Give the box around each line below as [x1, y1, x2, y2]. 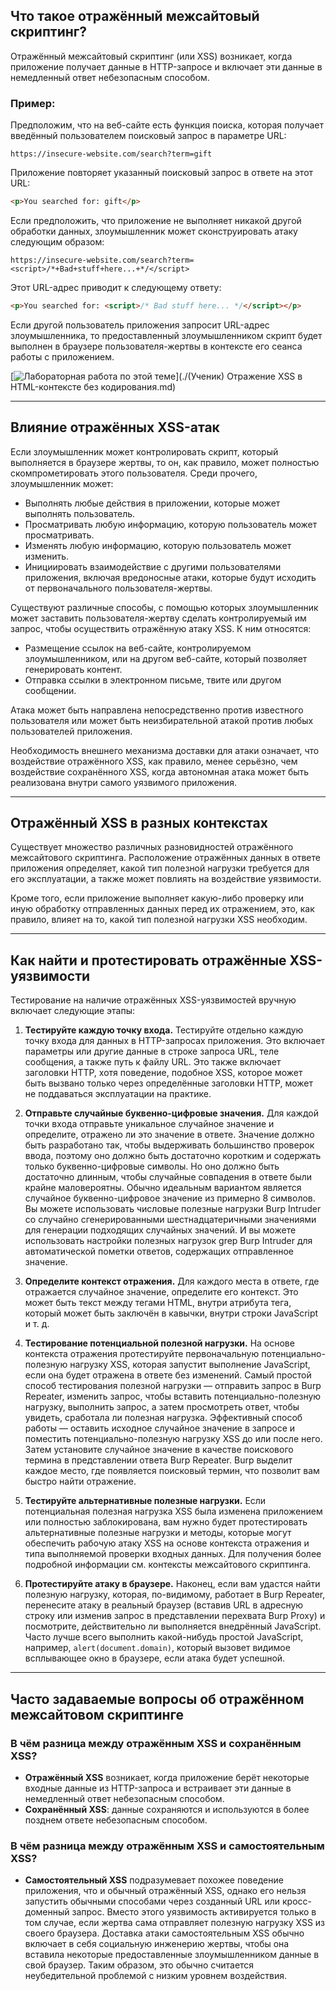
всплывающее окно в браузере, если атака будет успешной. [24, 1652, 286, 1664]
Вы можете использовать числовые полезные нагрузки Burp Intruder [24, 1203, 322, 1215]
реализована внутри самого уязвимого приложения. [10, 776, 237, 788]
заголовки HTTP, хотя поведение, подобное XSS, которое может [24, 1067, 303, 1079]
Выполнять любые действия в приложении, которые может [24, 497, 281, 509]
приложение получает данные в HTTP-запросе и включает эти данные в [10, 60, 323, 73]
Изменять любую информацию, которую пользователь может [24, 539, 292, 551]
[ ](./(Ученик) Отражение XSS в [10, 370, 303, 382]
